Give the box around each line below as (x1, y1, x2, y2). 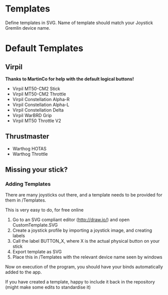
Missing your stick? (5, 165, 68, 174)
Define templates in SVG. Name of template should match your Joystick (5, 20, 153, 26)
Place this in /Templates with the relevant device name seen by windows (12, 254, 162, 260)
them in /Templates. (5, 197, 47, 204)
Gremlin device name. (5, 25, 51, 31)
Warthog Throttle (12, 151, 48, 157)
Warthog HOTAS (12, 145, 47, 151)
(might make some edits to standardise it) (5, 284, 91, 290)
